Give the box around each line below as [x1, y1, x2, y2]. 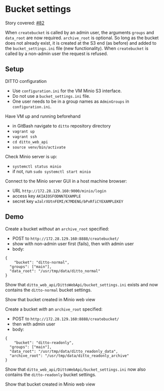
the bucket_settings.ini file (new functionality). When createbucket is [5, 45, 149, 51]
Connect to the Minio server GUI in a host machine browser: [5, 178, 127, 184]
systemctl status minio [12, 164, 62, 169]
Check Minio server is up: [5, 153, 57, 159]
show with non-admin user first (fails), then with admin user [12, 241, 134, 247]
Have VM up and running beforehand [5, 113, 81, 119]
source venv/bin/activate [12, 145, 66, 150]
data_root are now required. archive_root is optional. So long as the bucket [5, 35, 159, 41]
